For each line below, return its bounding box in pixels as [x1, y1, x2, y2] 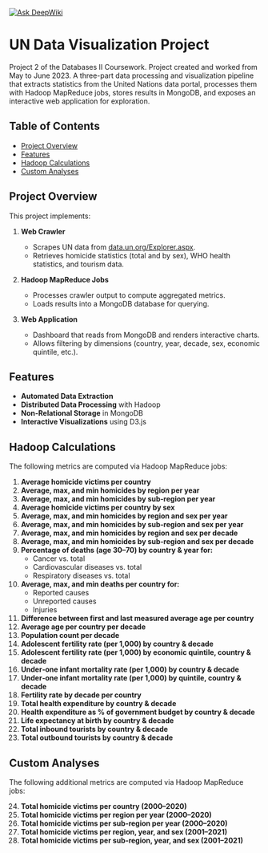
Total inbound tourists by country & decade [20, 725, 169, 734]
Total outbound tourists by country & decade [20, 733, 174, 742]
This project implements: [9, 211, 91, 221]
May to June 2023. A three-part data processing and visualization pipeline [9, 71, 254, 80]
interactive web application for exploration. [9, 96, 150, 106]
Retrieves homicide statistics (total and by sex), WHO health [32, 250, 231, 260]
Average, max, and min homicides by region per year [20, 485, 200, 495]
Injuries [32, 605, 58, 615]
